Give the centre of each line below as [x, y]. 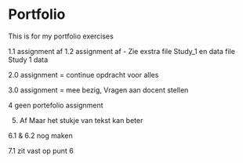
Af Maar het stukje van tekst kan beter [81, 120]
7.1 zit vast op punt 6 [41, 150]
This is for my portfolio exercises [61, 36]
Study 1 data [28, 60]
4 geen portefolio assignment [56, 105]
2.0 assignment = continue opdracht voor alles [83, 74]
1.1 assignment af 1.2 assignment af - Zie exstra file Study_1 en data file [121, 51]
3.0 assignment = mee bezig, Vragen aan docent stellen [98, 90]
